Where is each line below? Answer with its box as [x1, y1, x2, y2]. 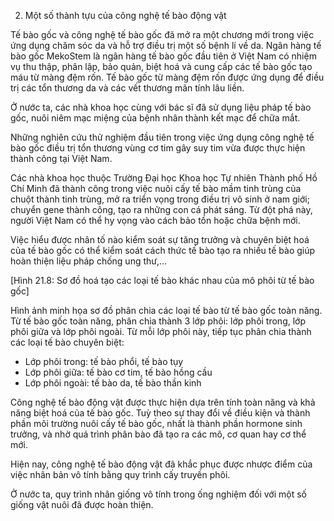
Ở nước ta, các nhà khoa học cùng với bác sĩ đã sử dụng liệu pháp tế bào [10, 101, 312, 113]
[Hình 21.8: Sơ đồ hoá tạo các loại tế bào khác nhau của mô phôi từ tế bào [10, 275, 315, 286]
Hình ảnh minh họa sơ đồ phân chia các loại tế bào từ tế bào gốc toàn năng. [10, 305, 323, 316]
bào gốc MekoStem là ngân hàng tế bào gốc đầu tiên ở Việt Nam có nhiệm [10, 50, 317, 62]
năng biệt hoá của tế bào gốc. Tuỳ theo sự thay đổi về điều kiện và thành [10, 407, 311, 419]
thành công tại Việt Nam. [10, 153, 113, 164]
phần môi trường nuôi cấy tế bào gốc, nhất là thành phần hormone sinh [10, 418, 303, 429]
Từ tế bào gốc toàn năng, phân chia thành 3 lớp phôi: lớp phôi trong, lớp [10, 315, 307, 327]
